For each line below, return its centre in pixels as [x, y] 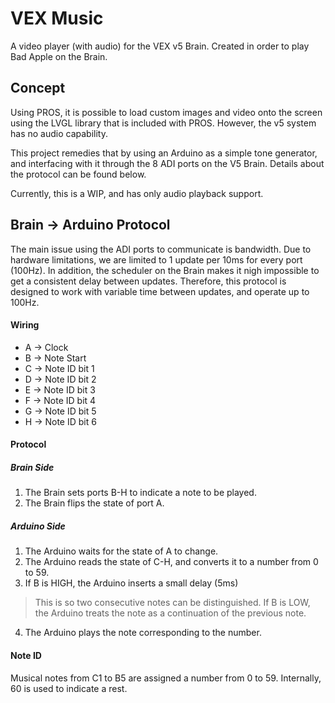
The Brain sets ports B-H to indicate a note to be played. [140, 493]
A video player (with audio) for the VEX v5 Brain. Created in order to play [160, 46]
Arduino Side [38, 526]
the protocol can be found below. [78, 174]
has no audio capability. [59, 133]
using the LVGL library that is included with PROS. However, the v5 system [163, 123]
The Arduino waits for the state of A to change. [121, 551]
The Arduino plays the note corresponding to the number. [143, 633]
